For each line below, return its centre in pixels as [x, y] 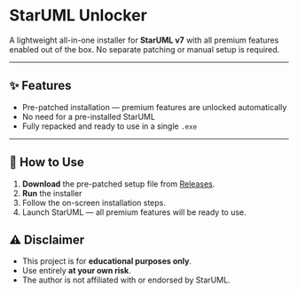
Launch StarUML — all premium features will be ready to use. [134, 212]
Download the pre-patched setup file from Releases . [118, 184]
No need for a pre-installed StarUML [88, 116]
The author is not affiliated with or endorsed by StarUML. [126, 280]
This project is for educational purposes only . [107, 261]
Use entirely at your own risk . [76, 271]
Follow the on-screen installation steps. [94, 203]
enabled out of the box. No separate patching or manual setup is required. [145, 49]
